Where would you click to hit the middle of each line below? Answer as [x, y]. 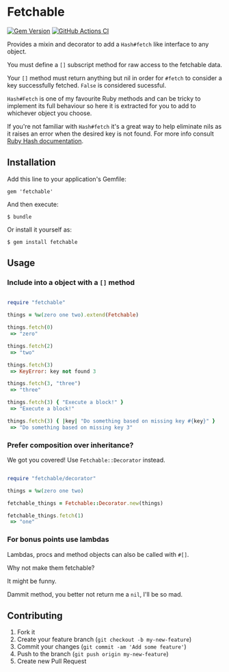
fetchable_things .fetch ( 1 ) [45, 515]
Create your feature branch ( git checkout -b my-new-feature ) [104, 639]
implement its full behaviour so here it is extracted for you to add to [102, 105]
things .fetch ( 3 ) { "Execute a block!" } [66, 402]
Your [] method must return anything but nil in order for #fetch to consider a [114, 78]
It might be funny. [32, 581]
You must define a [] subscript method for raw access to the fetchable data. [114, 64]
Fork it [26, 632]
